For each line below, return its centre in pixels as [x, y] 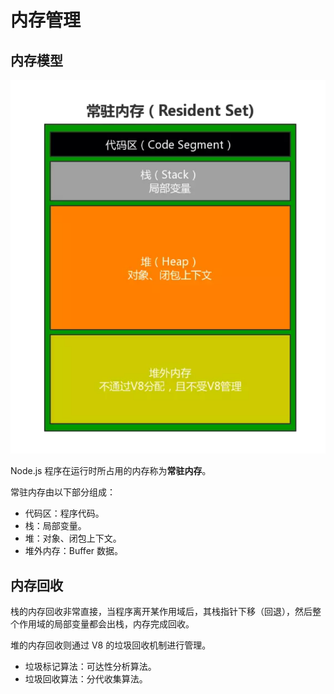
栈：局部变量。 [55, 526]
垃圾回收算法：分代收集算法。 [86, 679]
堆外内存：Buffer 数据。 [74, 551]
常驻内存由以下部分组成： [63, 492]
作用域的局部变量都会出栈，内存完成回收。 [106, 624]
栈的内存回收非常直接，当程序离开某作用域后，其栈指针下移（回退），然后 [161, 612]
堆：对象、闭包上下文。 [73, 538]
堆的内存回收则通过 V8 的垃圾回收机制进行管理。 [111, 645]
